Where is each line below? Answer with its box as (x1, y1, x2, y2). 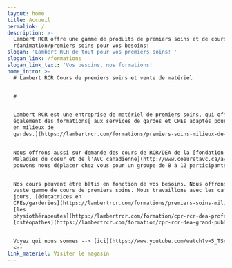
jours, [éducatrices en (13, 193, 81, 200)
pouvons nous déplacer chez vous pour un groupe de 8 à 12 (13, 162, 187, 169)
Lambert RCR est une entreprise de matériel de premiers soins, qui (13, 111, 215, 118)
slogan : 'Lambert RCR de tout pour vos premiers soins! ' (7, 49, 177, 56)
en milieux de (13, 124, 54, 131)
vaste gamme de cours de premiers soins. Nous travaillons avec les (13, 187, 215, 194)
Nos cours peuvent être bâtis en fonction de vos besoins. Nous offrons (13, 180, 227, 187)
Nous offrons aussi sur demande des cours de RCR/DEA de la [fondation (13, 149, 224, 156)
